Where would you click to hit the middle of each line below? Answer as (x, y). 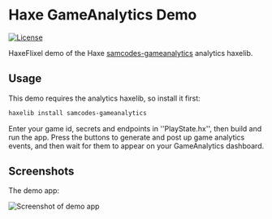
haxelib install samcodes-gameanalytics (78, 113)
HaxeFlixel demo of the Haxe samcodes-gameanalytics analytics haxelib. (131, 53)
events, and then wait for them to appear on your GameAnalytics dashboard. (136, 146)
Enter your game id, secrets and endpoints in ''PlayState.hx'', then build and (135, 128)
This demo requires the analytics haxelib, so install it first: (104, 98)
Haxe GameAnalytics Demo (103, 15)
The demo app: (34, 191)
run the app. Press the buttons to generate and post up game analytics (127, 137)
